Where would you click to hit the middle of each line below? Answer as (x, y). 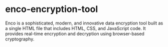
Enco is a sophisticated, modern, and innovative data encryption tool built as (84, 23)
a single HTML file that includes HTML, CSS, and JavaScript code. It (76, 28)
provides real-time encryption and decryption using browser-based (75, 33)
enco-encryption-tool (52, 9)
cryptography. (20, 39)
